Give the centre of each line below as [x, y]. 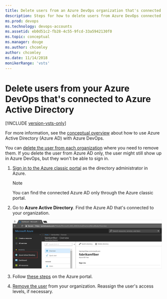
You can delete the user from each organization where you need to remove [82, 148]
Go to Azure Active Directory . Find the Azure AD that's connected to [83, 208]
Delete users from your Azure [67, 88]
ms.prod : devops [22, 21]
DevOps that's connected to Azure [78, 99]
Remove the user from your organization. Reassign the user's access [83, 286]
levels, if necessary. [33, 291]
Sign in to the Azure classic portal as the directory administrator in [80, 168]
